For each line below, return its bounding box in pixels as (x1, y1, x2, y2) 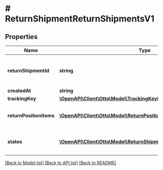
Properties (5, 33, 38, 41)
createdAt (7, 87, 32, 94)
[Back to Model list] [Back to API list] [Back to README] (5, 160, 116, 166)
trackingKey (7, 95, 36, 102)
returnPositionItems (7, 112, 55, 119)
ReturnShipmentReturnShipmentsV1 (5, 13, 154, 24)
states (7, 138, 23, 145)
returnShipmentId (7, 68, 49, 74)
